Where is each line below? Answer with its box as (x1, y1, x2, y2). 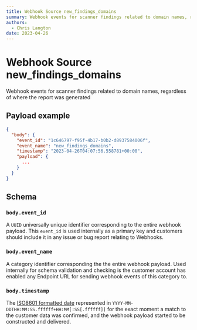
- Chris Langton (11, 25, 51, 31)
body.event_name (6, 248, 53, 255)
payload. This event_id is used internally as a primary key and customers (6, 227, 183, 235)
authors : (6, 19, 28, 25)
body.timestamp (6, 287, 50, 294)
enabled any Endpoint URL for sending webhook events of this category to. (6, 272, 188, 280)
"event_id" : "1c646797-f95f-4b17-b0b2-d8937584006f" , (16, 137, 151, 143)
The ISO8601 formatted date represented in (6, 299, 111, 306)
